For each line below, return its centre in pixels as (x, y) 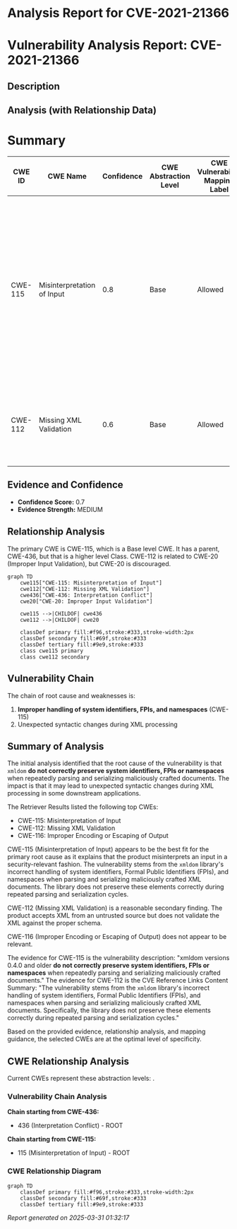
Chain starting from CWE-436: (53, 1112)
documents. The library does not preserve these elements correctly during (116, 887)
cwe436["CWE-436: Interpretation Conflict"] (86, 595)
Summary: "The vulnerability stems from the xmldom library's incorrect (109, 988)
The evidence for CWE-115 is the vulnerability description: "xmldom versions (119, 958)
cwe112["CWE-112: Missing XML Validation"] (85, 589)
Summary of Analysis (56, 746)
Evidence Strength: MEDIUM (60, 509)
